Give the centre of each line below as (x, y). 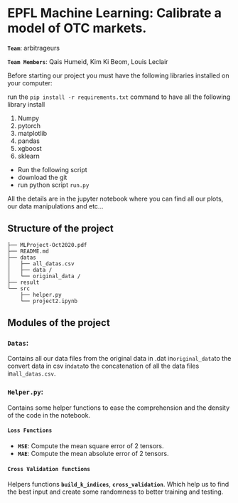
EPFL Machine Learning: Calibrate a (115, 13)
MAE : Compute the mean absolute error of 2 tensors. (93, 453)
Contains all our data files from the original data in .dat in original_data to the (119, 359)
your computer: (30, 83)
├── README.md (28, 251)
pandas (29, 141)
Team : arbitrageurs (34, 48)
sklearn (29, 156)
